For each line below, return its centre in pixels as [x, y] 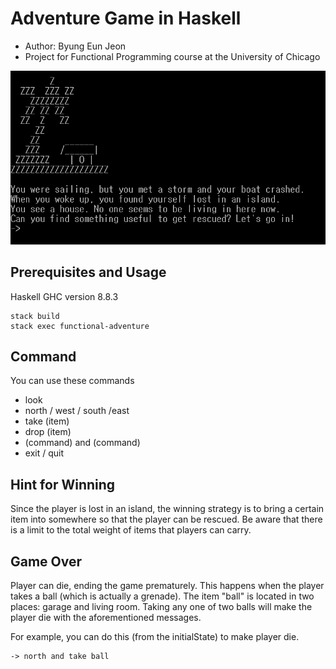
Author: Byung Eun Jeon [75, 46]
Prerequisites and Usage [88, 272]
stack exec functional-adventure [80, 326]
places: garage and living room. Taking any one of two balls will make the [161, 606]
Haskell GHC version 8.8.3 [64, 296]
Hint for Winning [63, 484]
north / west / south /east [77, 411]
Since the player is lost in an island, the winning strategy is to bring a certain [167, 509]
